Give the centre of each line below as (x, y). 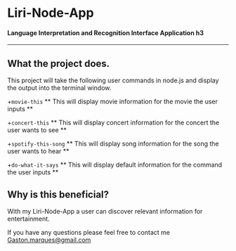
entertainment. (29, 219)
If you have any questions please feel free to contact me (89, 233)
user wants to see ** (37, 130)
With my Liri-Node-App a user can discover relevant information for (105, 212)
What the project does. (59, 64)
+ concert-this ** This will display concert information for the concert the (113, 123)
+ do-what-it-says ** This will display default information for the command (115, 165)
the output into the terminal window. (59, 88)
